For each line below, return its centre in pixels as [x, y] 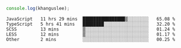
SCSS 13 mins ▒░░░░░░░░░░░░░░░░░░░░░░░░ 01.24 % [91, 29]
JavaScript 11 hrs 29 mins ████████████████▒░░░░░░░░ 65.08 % [91, 19]
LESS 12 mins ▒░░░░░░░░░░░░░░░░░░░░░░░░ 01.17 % [91, 34]
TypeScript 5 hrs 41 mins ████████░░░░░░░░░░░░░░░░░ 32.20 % [91, 24]
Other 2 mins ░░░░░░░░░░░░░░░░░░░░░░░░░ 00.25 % [91, 39]
